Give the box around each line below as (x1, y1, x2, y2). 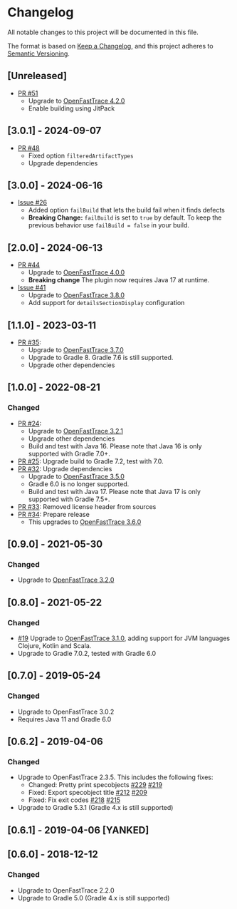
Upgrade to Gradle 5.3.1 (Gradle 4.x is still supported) (17, 803, 174, 812)
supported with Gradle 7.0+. (28, 449, 110, 458)
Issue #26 (17, 198, 48, 207)
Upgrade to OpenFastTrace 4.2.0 (28, 96, 125, 105)
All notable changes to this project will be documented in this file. (7, 28, 199, 36)
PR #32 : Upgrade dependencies (17, 464, 112, 473)
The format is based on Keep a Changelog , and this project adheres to (7, 41, 214, 50)
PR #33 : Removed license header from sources (17, 502, 157, 510)
